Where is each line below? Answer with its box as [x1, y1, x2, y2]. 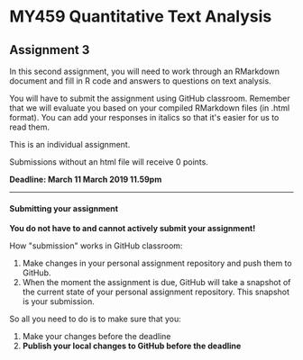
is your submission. [22, 296, 95, 307]
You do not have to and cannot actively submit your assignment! [9, 223, 256, 234]
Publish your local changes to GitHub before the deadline [22, 340, 242, 352]
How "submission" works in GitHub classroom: [9, 240, 183, 251]
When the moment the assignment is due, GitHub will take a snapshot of [22, 277, 291, 288]
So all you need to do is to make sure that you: [9, 313, 182, 325]
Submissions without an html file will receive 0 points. [9, 157, 209, 167]
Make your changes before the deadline [22, 331, 171, 342]
